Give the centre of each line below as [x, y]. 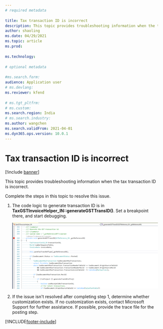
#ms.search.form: [23, 77]
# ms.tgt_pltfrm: [23, 103]
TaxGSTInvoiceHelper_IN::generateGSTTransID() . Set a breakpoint [80, 211]
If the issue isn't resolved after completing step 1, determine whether [81, 297]
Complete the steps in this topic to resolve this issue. [58, 196]
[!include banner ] [22, 172]
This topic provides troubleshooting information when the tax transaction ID [81, 181]
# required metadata [26, 10]
